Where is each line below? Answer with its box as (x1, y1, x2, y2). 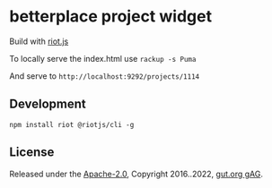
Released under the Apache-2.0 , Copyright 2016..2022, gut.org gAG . (9, 168, 263, 179)
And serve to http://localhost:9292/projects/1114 (9, 70, 200, 81)
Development (9, 97, 87, 112)
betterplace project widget (9, 6, 213, 27)
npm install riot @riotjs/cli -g (9, 120, 135, 129)
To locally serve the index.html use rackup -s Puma (9, 53, 197, 64)
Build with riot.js (9, 36, 69, 47)
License (9, 145, 55, 160)
